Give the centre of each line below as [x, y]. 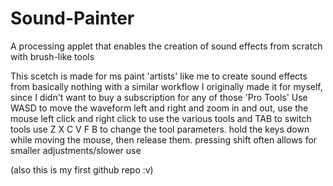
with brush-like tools [52, 56]
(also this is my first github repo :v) [82, 169]
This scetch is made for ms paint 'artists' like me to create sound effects [159, 76]
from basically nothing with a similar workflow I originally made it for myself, [166, 86]
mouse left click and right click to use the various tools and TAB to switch [161, 118]
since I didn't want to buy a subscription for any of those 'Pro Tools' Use [159, 97]
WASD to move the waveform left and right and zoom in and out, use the [159, 108]
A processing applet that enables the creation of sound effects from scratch [166, 46]
